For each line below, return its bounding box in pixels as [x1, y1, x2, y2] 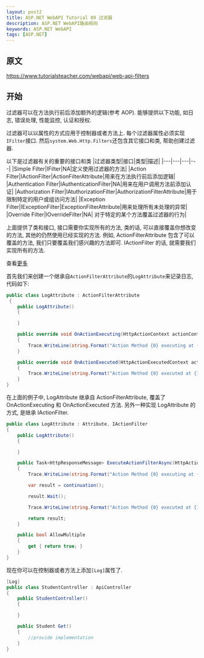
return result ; [28, 515, 67, 522]
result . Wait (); [28, 493, 67, 500]
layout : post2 [6, 9, 42, 15]
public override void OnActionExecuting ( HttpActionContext [17, 331, 170, 338]
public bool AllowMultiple [17, 532, 86, 538]
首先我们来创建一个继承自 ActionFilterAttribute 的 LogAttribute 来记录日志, [6, 272, 194, 280]
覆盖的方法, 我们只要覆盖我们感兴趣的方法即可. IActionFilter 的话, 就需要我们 [6, 239, 196, 246]
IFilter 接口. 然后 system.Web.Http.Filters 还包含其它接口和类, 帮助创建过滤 [6, 136, 195, 144]
